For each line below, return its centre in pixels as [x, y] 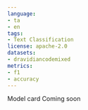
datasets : [22, 53]
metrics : [20, 66]
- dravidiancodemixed [39, 60]
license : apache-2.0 [38, 46]
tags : [15, 33]
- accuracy [23, 79]
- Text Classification [40, 40]
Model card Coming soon [44, 99]
